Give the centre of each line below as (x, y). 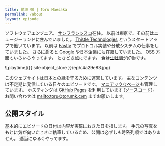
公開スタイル (25, 113)
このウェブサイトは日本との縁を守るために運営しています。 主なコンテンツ (81, 78)
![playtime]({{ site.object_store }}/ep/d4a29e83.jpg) (58, 68)
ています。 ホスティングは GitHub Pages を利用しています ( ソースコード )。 (81, 90)
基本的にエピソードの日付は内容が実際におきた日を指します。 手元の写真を (81, 126)
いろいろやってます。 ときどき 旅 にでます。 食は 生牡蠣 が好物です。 (81, 58)
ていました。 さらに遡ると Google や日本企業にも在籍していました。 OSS (80, 52)
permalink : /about (24, 14)
